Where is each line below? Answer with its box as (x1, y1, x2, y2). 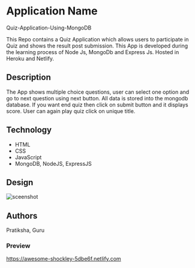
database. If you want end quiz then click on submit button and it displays (6, 101, 188, 108)
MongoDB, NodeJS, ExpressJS (14, 160, 92, 167)
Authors (6, 210, 38, 221)
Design (6, 177, 34, 187)
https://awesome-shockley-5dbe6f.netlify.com (6, 255, 121, 263)
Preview (6, 242, 31, 250)
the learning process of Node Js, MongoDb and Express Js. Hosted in (6, 48, 179, 55)
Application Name (6, 4, 98, 18)
